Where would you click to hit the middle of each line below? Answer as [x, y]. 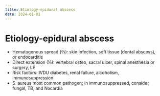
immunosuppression [33, 78]
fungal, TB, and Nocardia [37, 88]
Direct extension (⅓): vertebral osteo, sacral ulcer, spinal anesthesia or [83, 62]
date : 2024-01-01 [23, 14]
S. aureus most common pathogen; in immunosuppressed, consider [80, 83]
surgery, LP [24, 68]
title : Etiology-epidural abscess [40, 10]
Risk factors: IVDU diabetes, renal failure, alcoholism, [66, 73]
